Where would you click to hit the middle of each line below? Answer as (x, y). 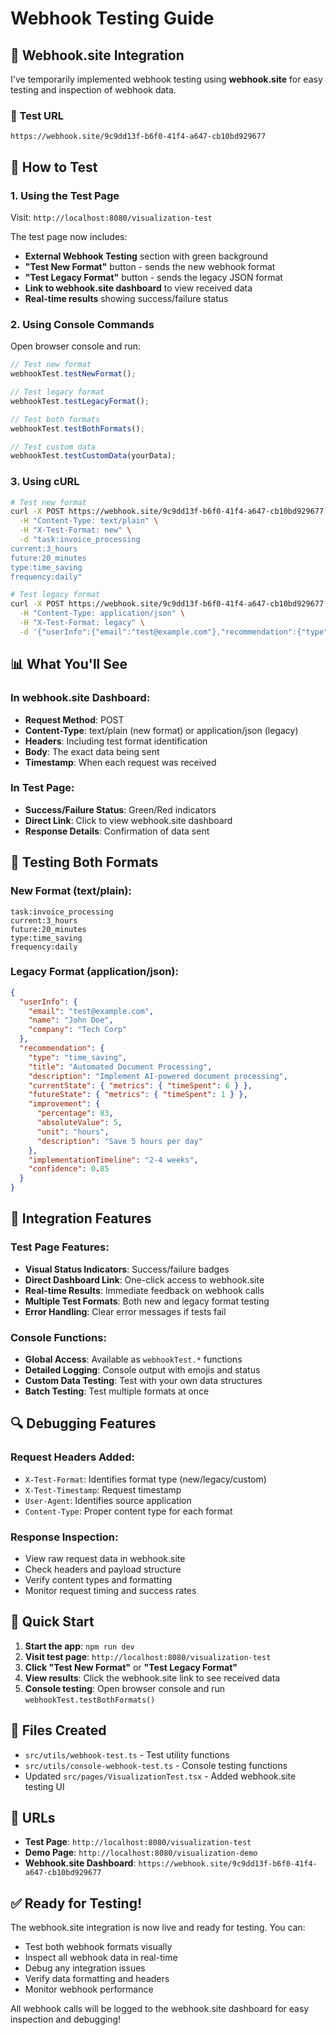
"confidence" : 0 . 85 (69, 1169)
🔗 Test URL (37, 115)
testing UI (44, 1786)
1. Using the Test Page (65, 195)
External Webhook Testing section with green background (146, 256)
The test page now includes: (69, 236)
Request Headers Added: (72, 1457)
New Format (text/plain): (71, 891)
